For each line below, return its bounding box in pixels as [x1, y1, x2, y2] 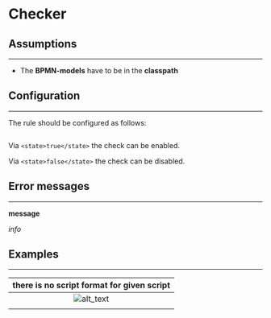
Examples [8, 247, 59, 262]
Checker [8, 5, 67, 23]
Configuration [8, 89, 81, 103]
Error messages [8, 180, 90, 193]
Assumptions [8, 37, 77, 51]
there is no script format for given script [12, 279, 171, 291]
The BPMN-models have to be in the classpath [19, 66, 179, 75]
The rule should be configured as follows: [8, 118, 147, 127]
